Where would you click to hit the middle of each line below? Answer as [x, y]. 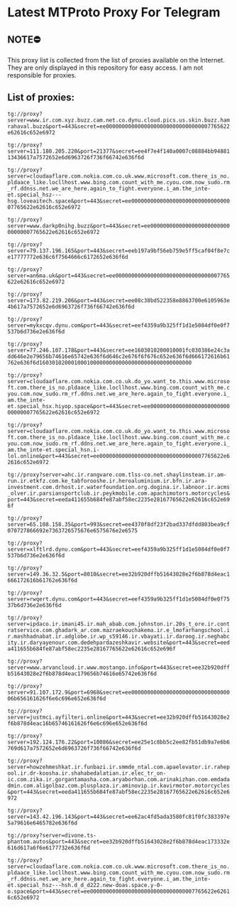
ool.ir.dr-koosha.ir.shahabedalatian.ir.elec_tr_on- [87, 773]
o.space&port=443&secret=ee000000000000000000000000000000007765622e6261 [119, 891]
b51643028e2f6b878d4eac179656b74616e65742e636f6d [82, 673]
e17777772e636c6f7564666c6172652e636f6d [68, 257]
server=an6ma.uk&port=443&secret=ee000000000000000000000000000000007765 [119, 275]
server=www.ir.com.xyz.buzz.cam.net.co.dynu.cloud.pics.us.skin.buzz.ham [119, 120]
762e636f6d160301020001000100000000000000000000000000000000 [100, 363]
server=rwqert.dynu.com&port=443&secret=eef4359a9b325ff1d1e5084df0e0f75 [119, 599]
